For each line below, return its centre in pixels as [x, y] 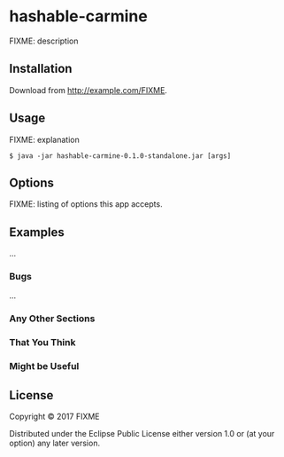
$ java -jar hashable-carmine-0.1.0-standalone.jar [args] [120, 156]
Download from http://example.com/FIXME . [88, 90]
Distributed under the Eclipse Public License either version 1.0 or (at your [142, 434]
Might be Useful [44, 366]
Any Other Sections [52, 319]
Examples [37, 232]
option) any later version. [54, 443]
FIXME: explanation [44, 139]
